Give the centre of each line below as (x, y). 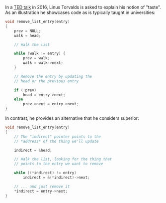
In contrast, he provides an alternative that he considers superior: (72, 118)
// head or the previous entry (46, 81)
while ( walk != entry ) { (40, 54)
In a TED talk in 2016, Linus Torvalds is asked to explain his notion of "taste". (83, 7)
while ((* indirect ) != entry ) (45, 173)
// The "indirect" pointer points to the (57, 137)
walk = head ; (28, 35)
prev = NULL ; (28, 31)
